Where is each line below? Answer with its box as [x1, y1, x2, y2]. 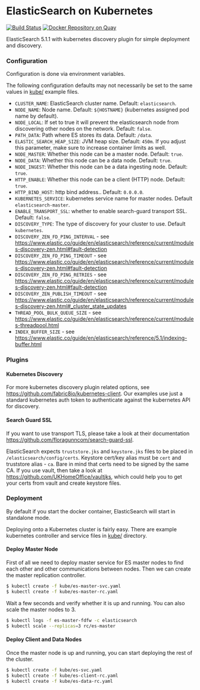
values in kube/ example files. [6, 88, 79, 96]
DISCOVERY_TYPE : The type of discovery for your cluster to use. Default [14, 220, 186, 227]
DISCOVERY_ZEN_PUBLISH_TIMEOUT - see [14, 290, 107, 297]
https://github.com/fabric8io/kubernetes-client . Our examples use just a [6, 390, 183, 398]
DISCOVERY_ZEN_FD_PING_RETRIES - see [14, 271, 107, 278]
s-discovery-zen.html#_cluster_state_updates [14, 303, 127, 310]
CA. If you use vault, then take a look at [6, 467, 102, 474]
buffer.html [14, 341, 42, 348]
